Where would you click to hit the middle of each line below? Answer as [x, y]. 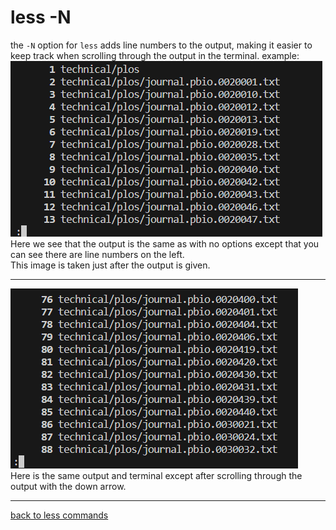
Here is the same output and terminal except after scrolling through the [156, 475]
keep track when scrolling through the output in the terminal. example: [155, 55]
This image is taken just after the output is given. [110, 265]
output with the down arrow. [68, 486]
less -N [41, 17]
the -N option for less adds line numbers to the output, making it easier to [161, 45]
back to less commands [59, 515]
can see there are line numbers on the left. [97, 254]
